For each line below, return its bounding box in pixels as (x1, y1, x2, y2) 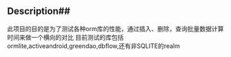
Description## (7, 5, 70, 17)
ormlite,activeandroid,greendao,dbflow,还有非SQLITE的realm (7, 41, 181, 50)
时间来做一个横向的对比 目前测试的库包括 (7, 33, 124, 41)
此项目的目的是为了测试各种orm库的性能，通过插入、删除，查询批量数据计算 (7, 24, 224, 33)
